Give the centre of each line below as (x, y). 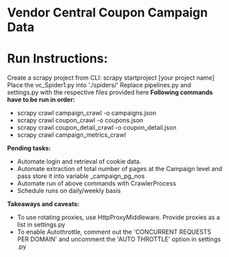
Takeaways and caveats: (43, 204)
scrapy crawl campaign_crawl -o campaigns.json (87, 113)
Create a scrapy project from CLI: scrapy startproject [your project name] (111, 78)
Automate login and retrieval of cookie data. (79, 161)
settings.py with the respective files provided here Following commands (110, 92)
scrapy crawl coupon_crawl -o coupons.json (80, 120)
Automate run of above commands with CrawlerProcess (97, 183)
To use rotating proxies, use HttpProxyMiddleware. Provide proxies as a (118, 217)
